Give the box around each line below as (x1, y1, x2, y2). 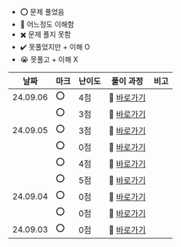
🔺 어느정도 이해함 (19, 19, 74, 29)
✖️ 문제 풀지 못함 (19, 30, 71, 38)
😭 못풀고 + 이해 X (19, 55, 78, 64)
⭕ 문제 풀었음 (19, 7, 65, 16)
